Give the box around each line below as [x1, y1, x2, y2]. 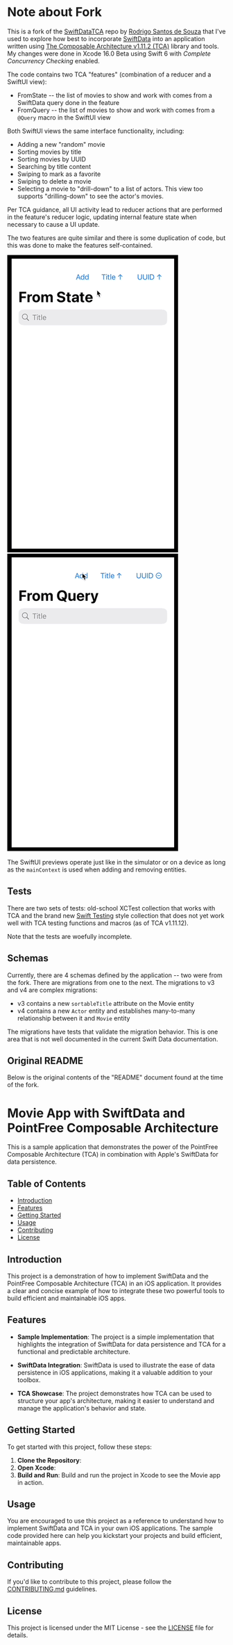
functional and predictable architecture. [17, 1347, 130, 1356]
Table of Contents [7, 1178, 87, 1189]
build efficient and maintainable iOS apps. [7, 1294, 126, 1302]
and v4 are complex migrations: [7, 986, 98, 994]
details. [7, 1631, 28, 1639]
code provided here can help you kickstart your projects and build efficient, [7, 1532, 223, 1540]
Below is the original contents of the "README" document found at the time [7, 1073, 223, 1082]
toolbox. [17, 1375, 41, 1384]
